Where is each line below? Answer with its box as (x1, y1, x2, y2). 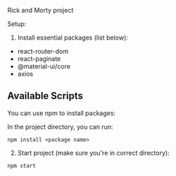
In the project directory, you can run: (7, 122, 113, 131)
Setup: (7, 20, 27, 28)
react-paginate (17, 54, 61, 63)
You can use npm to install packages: (7, 109, 116, 117)
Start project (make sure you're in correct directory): (17, 148, 170, 157)
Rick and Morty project (7, 6, 74, 14)
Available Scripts (7, 90, 83, 102)
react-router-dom (17, 47, 69, 55)
